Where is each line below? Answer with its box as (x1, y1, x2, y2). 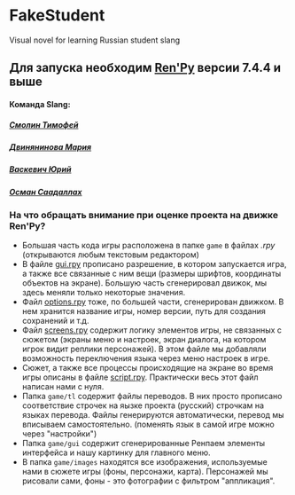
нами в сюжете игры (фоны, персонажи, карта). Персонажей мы (21, 467, 268, 477)
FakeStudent (9, 5, 105, 26)
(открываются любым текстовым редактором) (21, 249, 199, 260)
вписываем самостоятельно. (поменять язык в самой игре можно (21, 419, 275, 430)
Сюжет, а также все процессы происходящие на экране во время (21, 363, 274, 373)
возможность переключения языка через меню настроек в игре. (21, 353, 271, 364)
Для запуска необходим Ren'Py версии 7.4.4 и (9, 60, 282, 75)
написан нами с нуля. (21, 381, 105, 392)
